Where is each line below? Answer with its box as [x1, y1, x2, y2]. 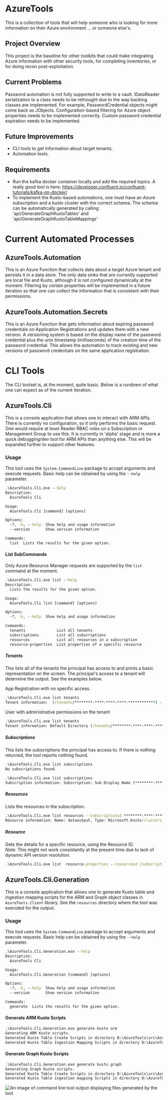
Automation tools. [12, 151, 49, 157]
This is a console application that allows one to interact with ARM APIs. [5, 415, 151, 421]
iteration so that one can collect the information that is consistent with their [5, 288, 159, 294]
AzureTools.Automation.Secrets [5, 307, 108, 316]
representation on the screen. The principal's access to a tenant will [5, 670, 145, 676]
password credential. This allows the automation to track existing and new [5, 342, 158, 348]
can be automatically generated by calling [12, 205, 99, 211]
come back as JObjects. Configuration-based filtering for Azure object [5, 107, 151, 113]
